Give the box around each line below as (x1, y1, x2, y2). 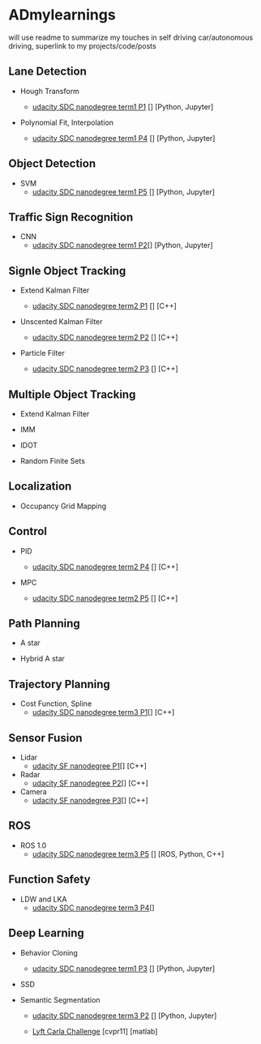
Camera (19, 787, 47, 797)
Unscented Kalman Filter (19, 317, 103, 327)
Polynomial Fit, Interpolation (19, 118, 114, 127)
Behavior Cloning (19, 948, 79, 957)
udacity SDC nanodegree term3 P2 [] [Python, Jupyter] (32, 1011, 217, 1020)
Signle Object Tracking (8, 263, 126, 277)
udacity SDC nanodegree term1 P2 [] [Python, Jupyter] (32, 241, 213, 250)
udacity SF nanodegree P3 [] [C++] (32, 796, 148, 806)
